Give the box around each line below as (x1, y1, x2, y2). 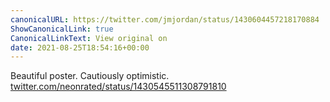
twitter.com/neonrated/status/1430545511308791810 (10, 81, 227, 93)
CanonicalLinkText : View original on (10, 33, 168, 43)
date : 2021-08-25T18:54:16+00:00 (10, 42, 150, 53)
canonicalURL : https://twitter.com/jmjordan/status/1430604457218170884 (10, 14, 320, 25)
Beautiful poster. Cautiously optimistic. (10, 70, 170, 82)
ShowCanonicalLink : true (10, 24, 114, 34)
